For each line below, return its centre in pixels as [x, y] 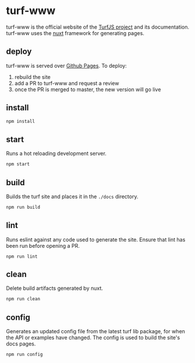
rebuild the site [32, 77]
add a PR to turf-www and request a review [67, 83]
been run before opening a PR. [43, 246]
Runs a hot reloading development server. [56, 154]
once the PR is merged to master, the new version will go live [88, 89]
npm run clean [23, 299]
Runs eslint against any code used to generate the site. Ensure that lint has [96, 239]
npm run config [25, 355]
